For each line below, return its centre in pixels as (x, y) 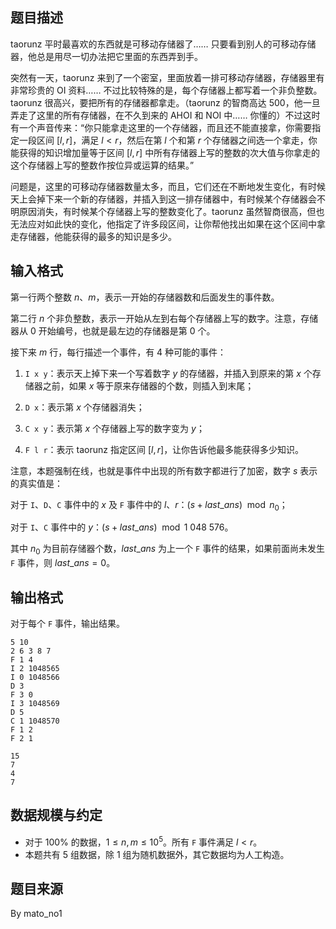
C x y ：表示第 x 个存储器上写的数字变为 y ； (114, 428)
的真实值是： (36, 483)
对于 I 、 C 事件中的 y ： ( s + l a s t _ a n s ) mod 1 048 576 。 (122, 527)
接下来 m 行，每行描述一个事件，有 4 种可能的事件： (118, 352)
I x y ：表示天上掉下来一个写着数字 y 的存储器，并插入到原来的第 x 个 (168, 373)
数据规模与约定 (56, 815)
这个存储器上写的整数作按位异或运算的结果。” (102, 165)
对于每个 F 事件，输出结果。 (68, 624)
